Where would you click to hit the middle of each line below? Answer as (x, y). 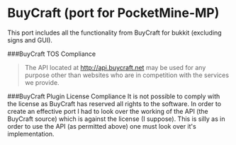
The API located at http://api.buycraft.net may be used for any (115, 67)
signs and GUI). (30, 40)
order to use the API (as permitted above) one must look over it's (102, 126)
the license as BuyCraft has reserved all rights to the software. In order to (114, 103)
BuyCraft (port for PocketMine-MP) (113, 13)
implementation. (31, 134)
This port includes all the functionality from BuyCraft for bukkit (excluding (114, 33)
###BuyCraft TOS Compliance (52, 54)
